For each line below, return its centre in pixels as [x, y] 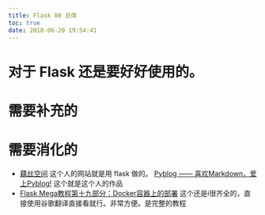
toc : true [25, 23]
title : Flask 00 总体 [43, 15]
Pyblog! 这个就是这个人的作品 [75, 183]
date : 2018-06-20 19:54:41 [53, 30]
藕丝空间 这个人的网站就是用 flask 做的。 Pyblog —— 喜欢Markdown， [135, 173]
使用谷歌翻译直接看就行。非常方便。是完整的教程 [106, 203]
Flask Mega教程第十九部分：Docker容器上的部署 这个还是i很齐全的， [132, 193]
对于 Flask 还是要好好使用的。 [106, 72]
